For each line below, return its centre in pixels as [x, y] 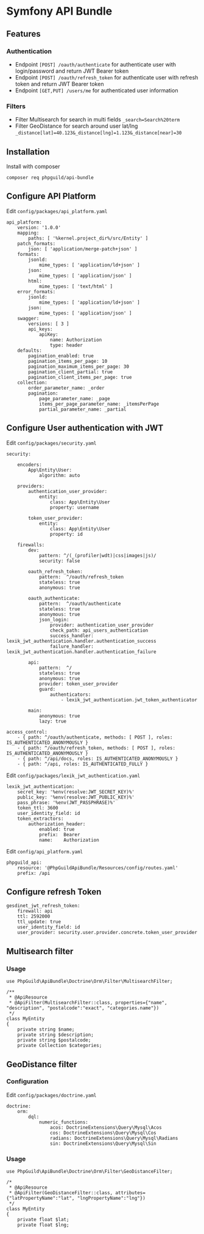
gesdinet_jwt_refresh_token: [43, 906]
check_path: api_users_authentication [99, 630]
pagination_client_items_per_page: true [80, 377]
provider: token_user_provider [79, 684]
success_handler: [72, 636]
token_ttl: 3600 [38, 808]
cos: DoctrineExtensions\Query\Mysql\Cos [103, 1133]
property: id [66, 534]
